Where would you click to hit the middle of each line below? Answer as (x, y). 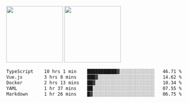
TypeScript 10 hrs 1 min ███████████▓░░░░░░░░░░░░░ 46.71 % (94, 72)
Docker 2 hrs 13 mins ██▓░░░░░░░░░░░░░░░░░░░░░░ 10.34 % (94, 83)
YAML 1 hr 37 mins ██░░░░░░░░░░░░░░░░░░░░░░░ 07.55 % (94, 88)
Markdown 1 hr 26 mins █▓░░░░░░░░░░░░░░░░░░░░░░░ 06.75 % (94, 94)
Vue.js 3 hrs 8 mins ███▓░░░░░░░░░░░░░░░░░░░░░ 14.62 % (94, 77)
